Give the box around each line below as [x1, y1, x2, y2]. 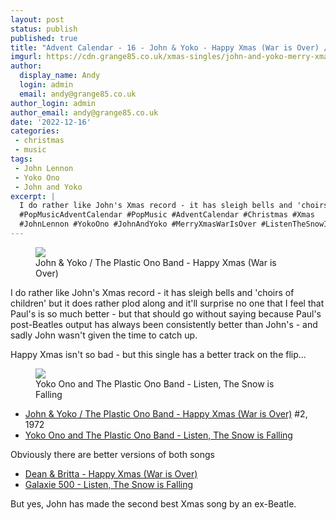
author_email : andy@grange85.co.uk [10, 107, 159, 118]
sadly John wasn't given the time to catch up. [10, 329, 198, 341]
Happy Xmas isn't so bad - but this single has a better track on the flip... [10, 348, 307, 360]
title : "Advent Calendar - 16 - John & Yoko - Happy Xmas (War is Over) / [10, 42, 329, 53]
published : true [10, 33, 78, 43]
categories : [10, 126, 60, 136]
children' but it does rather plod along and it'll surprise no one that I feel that [10, 297, 325, 309]
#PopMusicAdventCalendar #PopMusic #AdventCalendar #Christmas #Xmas [19, 210, 315, 220]
